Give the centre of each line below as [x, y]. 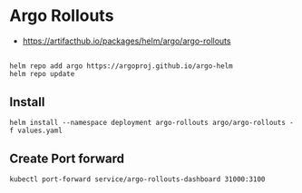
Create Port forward [67, 158]
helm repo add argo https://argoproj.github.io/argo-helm [121, 66]
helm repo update [42, 74]
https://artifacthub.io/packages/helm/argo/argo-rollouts [127, 41]
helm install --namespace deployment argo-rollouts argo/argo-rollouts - [152, 123]
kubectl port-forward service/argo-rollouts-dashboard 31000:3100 [137, 179]
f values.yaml [36, 131]
